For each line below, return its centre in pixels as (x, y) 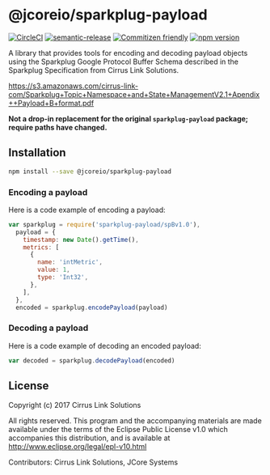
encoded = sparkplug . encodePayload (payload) (92, 307)
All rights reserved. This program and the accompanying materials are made (135, 421)
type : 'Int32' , (63, 278)
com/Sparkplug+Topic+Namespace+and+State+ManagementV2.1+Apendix (134, 94)
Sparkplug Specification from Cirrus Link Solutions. (94, 70)
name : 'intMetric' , (70, 262)
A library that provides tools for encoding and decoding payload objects (128, 53)
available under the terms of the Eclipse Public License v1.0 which (118, 430)
